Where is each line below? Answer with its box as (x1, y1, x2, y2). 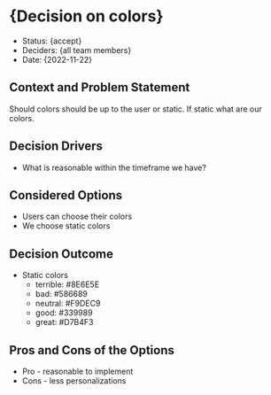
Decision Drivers (9, 139, 104, 154)
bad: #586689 (35, 289, 89, 299)
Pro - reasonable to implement (21, 366, 134, 376)
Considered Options (9, 188, 122, 203)
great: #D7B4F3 (35, 317, 94, 328)
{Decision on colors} (9, 6, 164, 27)
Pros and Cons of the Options (9, 343, 174, 358)
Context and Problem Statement (9, 80, 190, 95)
